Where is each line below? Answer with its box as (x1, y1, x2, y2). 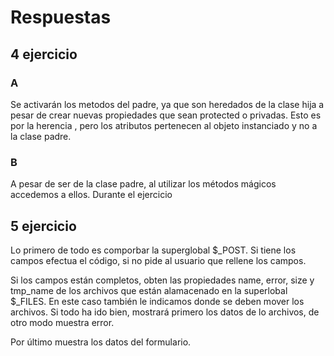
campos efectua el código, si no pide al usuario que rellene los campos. (10, 254, 307, 266)
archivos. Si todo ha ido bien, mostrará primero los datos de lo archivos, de (10, 306, 320, 318)
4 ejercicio (10, 46, 78, 63)
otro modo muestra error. (10, 316, 115, 328)
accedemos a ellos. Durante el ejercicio (10, 189, 173, 201)
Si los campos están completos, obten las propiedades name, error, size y (10, 274, 315, 286)
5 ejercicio (10, 217, 77, 235)
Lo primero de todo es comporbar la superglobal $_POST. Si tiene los (10, 244, 297, 256)
